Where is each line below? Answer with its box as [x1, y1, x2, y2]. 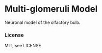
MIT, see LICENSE [4, 43, 41, 49]
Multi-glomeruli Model [4, 3, 98, 15]
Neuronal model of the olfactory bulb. [4, 19, 80, 25]
